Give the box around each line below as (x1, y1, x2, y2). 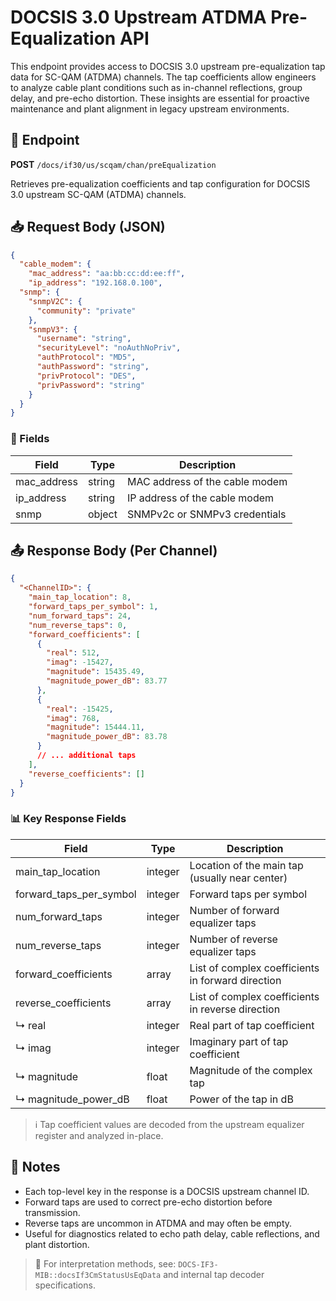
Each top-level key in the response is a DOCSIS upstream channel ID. (24, 1185, 310, 1197)
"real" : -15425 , (46, 704, 114, 714)
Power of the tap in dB (189, 1092, 294, 1106)
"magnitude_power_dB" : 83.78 (46, 732, 168, 742)
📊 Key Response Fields (10, 812, 127, 826)
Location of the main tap (189, 858, 304, 872)
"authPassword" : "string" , (36, 362, 150, 372)
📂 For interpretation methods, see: (34, 1257, 177, 1270)
